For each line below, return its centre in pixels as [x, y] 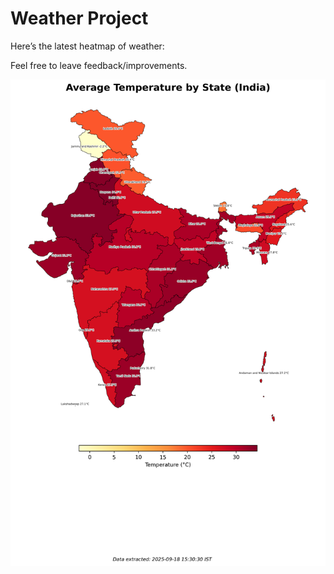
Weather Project [79, 18]
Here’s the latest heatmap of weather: [87, 46]
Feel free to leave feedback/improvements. [99, 65]
